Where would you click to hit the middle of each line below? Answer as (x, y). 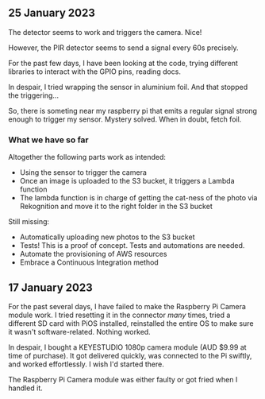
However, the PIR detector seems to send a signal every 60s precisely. (124, 48)
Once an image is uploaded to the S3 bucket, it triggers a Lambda (127, 181)
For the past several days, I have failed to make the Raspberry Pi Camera (127, 306)
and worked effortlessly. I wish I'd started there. (86, 364)
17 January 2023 (50, 287)
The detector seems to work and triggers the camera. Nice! (105, 32)
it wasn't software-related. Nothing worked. (79, 331)
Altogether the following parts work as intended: (87, 157)
